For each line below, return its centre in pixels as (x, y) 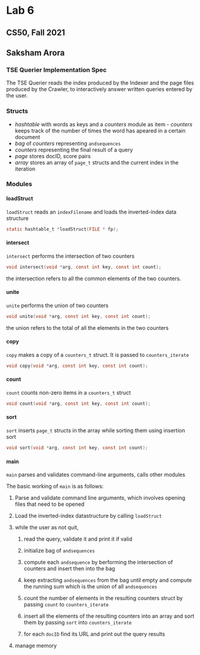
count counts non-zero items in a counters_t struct (69, 392)
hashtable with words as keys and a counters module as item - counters (104, 124)
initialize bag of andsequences (59, 551)
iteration (25, 169)
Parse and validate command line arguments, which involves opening (100, 498)
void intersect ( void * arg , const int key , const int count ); (84, 267)
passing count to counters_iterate (66, 605)
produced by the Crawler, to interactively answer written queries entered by (99, 89)
